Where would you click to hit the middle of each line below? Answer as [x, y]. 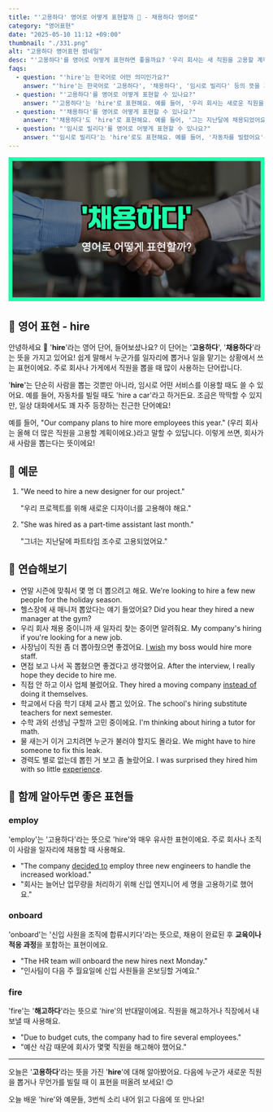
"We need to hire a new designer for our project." [102, 491]
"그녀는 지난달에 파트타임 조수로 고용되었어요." [94, 541]
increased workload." [56, 874]
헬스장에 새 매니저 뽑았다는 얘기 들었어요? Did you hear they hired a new [137, 609]
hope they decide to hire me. [68, 675]
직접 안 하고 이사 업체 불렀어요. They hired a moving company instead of [139, 685]
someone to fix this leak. [61, 750]
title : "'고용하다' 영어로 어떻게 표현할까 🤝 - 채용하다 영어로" [103, 17]
